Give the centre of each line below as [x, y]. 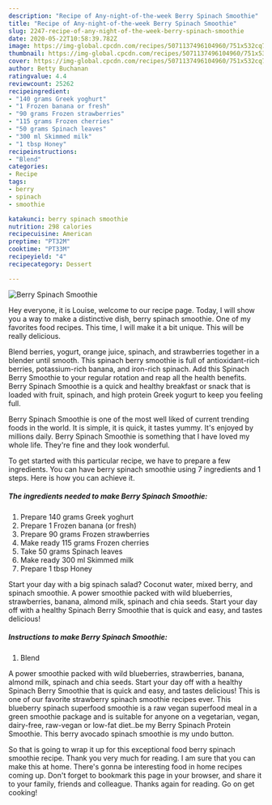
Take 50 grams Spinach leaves [71, 551]
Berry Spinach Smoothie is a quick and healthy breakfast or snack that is [130, 386]
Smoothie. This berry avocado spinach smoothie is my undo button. [121, 734]
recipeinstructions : [43, 152]
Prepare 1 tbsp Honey [56, 568]
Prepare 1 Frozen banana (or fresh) [78, 525]
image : [19, 46]
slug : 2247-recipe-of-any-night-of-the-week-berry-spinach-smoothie [126, 31]
